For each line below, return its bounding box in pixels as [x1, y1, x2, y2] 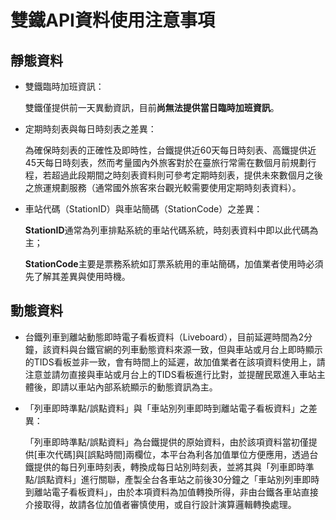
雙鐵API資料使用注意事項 [10, 9, 215, 32]
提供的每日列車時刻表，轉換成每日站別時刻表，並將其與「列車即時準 [33, 461, 315, 473]
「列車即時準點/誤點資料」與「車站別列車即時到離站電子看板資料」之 [24, 402, 309, 414]
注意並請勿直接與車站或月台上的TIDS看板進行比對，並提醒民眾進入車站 [24, 368, 317, 380]
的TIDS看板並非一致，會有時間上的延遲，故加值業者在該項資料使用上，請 [24, 356, 326, 368]
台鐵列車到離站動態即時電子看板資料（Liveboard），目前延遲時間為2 [24, 331, 304, 343]
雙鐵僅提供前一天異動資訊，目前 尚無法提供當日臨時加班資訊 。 [24, 102, 280, 113]
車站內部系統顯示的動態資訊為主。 [77, 381, 218, 393]
